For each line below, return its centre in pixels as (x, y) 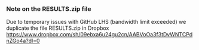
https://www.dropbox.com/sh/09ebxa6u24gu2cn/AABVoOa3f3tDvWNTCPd (99, 35)
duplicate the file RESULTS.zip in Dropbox (58, 28)
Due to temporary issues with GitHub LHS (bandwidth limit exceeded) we (96, 22)
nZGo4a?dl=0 (23, 41)
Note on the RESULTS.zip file (49, 9)
